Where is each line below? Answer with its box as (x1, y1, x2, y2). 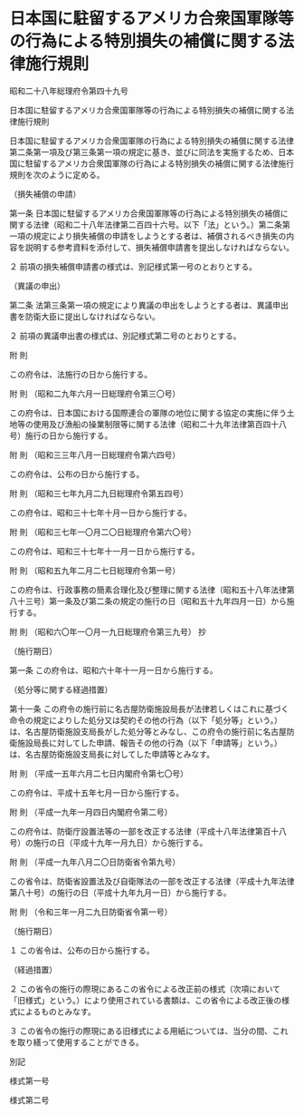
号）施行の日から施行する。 (9, 430, 113, 441)
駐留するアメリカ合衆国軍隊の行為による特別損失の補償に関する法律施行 (24, 158, 294, 169)
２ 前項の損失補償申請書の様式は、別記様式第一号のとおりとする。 (9, 260, 258, 272)
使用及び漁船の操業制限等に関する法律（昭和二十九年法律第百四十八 (33, 418, 287, 429)
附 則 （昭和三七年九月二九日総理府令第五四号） (9, 487, 188, 499)
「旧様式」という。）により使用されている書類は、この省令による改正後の (9, 994, 282, 1005)
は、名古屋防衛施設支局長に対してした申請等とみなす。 (9, 748, 215, 759)
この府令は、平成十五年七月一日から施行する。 (9, 787, 184, 798)
